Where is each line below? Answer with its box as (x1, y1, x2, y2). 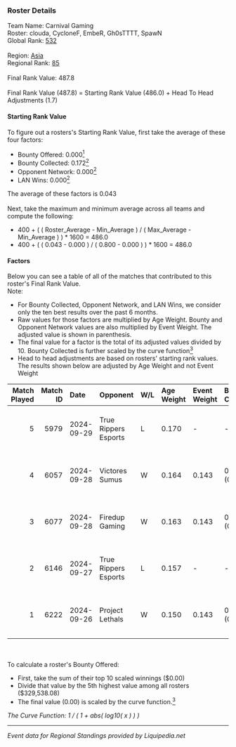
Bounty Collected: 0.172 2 (17, 157, 89, 167)
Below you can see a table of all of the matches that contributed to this (7, 272, 212, 281)
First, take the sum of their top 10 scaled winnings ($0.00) (17, 673, 185, 682)
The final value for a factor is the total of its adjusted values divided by (17, 338, 221, 346)
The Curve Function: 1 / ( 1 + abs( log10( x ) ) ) (7, 711, 140, 720)
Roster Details (7, 6, 57, 15)
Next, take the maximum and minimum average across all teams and (7, 204, 205, 213)
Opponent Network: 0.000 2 (17, 166, 97, 176)
